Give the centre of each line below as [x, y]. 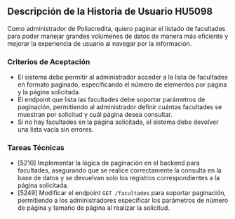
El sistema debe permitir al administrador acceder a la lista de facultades [122, 77]
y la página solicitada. [49, 92]
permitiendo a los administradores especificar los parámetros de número [123, 201]
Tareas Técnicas [36, 148]
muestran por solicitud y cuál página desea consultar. [95, 115]
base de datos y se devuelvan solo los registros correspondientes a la [119, 178]
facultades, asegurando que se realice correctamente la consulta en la [120, 170]
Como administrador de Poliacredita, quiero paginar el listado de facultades [116, 28]
